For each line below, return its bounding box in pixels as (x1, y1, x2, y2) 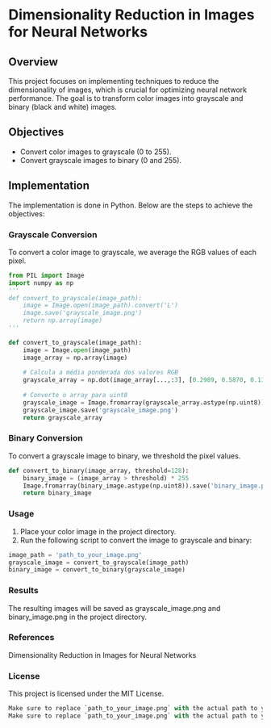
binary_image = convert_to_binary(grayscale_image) (8, 566, 186, 574)
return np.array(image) (23, 316, 103, 324)
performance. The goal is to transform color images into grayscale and (8, 94, 244, 103)
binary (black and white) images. (8, 103, 117, 111)
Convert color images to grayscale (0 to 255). (19, 147, 172, 157)
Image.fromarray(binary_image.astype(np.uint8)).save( (23, 482, 211, 490)
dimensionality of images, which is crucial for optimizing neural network (8, 85, 248, 94)
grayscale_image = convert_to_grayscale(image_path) (8, 559, 190, 567)
